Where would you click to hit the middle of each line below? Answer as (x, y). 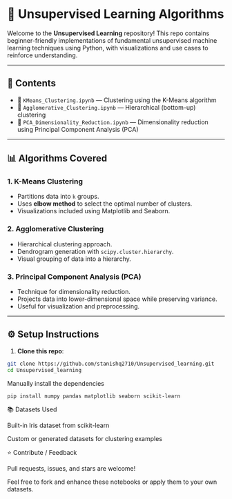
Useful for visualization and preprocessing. (78, 306)
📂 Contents (32, 83)
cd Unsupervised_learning (44, 370)
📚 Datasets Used (32, 409)
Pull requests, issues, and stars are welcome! (71, 469)
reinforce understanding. (42, 55)
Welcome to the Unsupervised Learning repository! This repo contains (108, 33)
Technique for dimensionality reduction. (74, 292)
